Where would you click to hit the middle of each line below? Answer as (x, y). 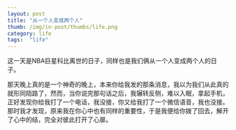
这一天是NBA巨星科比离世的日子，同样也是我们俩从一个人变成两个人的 (109, 61)
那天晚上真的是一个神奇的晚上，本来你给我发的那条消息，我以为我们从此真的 (118, 84)
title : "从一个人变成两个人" (45, 20)
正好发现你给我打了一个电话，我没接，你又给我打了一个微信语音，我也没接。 (118, 102)
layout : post (26, 14)
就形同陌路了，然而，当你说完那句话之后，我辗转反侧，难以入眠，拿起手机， (118, 93)
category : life (29, 33)
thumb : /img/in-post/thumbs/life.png (63, 27)
